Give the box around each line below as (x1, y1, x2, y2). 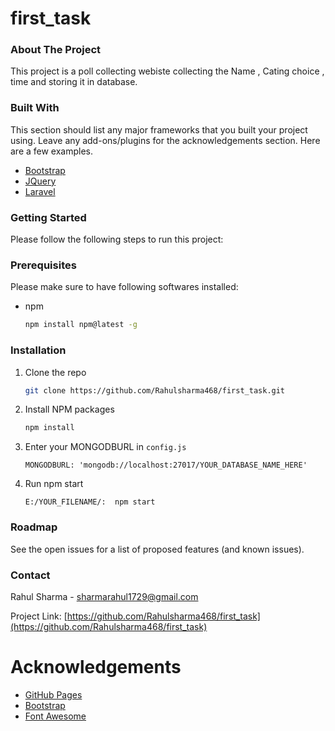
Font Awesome (24, 710, 87, 722)
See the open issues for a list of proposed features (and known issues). (10, 543, 305, 555)
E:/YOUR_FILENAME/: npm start (24, 497, 156, 507)
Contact (10, 568, 51, 582)
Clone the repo (24, 366, 87, 378)
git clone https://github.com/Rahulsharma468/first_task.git (24, 385, 286, 396)
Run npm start (24, 478, 84, 490)
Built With (10, 101, 60, 115)
